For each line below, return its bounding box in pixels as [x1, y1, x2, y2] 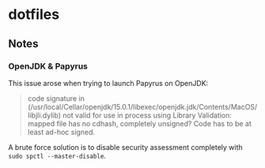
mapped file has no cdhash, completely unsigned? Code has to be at [27, 118, 252, 128]
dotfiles [8, 6, 60, 24]
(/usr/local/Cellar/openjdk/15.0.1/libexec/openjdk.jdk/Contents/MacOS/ [27, 102, 258, 111]
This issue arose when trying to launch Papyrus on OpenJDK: [8, 78, 209, 88]
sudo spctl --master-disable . [8, 151, 107, 160]
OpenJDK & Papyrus [8, 61, 89, 72]
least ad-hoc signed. [27, 127, 96, 136]
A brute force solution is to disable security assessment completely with [8, 142, 243, 151]
